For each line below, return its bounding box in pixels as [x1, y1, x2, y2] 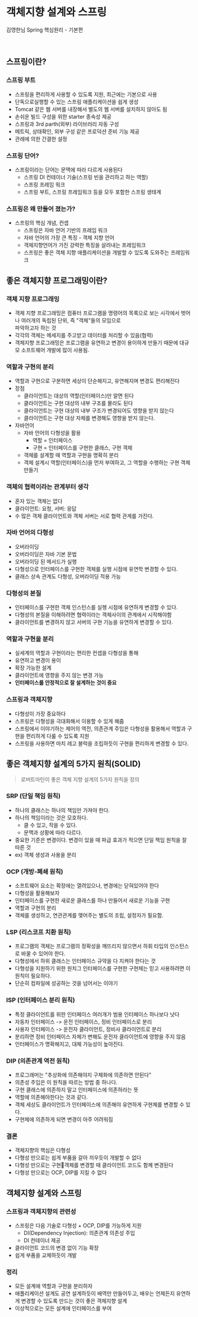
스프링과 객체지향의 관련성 [6, 1207, 76, 1215]
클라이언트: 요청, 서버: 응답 [14, 505, 77, 512]
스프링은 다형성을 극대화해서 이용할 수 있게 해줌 [14, 717, 124, 724]
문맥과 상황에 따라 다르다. [23, 829, 83, 836]
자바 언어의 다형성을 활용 [23, 429, 81, 436]
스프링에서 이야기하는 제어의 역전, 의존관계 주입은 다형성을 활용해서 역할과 [14, 725, 186, 732]
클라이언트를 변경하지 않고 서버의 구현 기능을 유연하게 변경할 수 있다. [14, 619, 173, 626]
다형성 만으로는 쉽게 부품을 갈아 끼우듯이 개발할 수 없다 [14, 1154, 142, 1161]
